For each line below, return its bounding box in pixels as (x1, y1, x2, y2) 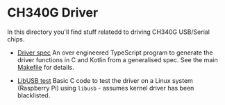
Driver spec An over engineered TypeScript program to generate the (17, 48, 213, 57)
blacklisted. (17, 91, 51, 99)
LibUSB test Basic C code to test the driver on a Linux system (17, 76, 193, 84)
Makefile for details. (17, 63, 74, 71)
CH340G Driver (7, 5, 99, 21)
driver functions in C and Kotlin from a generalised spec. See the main (17, 55, 218, 64)
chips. (7, 35, 25, 43)
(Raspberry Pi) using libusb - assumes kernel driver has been (17, 84, 194, 92)
